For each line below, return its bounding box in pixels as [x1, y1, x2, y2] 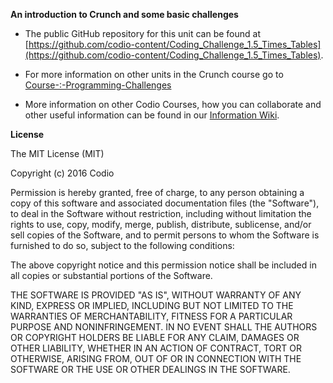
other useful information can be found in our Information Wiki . [24, 109, 280, 121]
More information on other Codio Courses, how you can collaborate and [24, 99, 322, 110]
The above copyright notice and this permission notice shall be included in [10, 259, 317, 271]
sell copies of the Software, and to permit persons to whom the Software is [10, 229, 320, 241]
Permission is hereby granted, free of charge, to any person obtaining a [10, 187, 305, 198]
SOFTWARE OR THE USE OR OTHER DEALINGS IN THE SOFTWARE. [10, 364, 291, 375]
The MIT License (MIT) [10, 148, 105, 159]
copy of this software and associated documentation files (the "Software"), [10, 197, 320, 209]
